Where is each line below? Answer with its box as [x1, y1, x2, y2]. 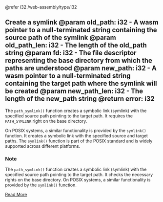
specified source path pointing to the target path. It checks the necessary [5, 172, 153, 178]
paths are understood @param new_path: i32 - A [5, 64, 157, 72]
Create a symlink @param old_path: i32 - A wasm [5, 18, 159, 26]
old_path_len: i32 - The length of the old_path [5, 41, 147, 49]
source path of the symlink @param [5, 34, 116, 42]
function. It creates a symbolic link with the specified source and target [5, 133, 148, 138]
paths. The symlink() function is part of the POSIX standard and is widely [5, 138, 153, 144]
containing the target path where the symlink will [5, 79, 157, 88]
